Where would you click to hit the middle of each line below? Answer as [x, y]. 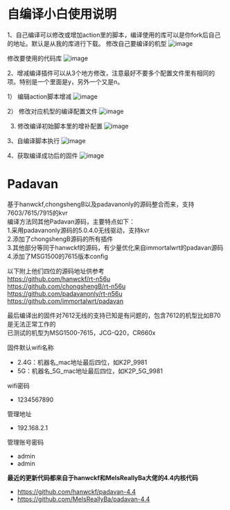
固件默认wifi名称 [30, 347]
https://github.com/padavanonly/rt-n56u [65, 293]
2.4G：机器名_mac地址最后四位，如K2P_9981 [82, 362]
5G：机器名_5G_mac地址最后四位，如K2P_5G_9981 [90, 371]
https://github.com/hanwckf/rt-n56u [59, 279]
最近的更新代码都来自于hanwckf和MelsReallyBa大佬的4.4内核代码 [103, 477]
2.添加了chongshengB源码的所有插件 [60, 239]
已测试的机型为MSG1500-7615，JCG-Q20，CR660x [81, 332]
